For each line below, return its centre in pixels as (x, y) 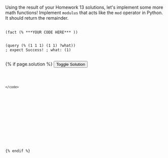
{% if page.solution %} (29, 64)
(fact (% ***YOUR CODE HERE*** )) (42, 32)
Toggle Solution (71, 64)
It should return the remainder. (37, 18)
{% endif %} (18, 151)
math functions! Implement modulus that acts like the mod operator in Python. (84, 13)
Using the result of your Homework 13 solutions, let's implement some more (84, 7)
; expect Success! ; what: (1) (38, 50)
